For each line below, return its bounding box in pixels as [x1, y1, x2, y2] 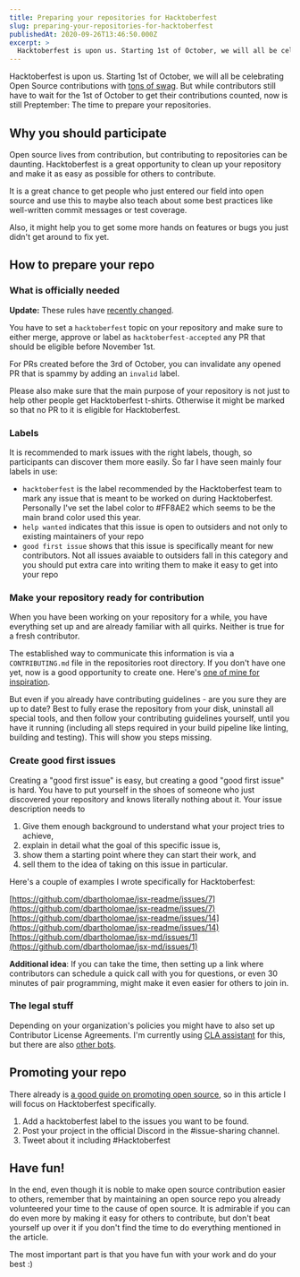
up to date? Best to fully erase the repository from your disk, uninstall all [9, 704, 274, 715]
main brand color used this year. [21, 511, 141, 522]
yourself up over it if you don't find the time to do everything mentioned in [9, 1222, 281, 1233]
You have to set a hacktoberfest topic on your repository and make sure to [9, 321, 284, 332]
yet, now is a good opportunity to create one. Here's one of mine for [9, 667, 261, 678]
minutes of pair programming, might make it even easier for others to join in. [9, 977, 289, 988]
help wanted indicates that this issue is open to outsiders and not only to [21, 521, 288, 532]
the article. [9, 1232, 49, 1243]
